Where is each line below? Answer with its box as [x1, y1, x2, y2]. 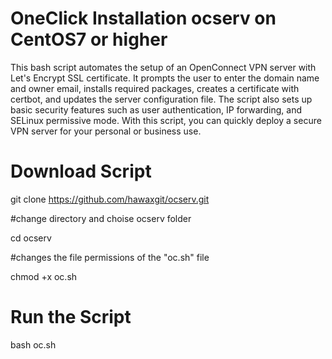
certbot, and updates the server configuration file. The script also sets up [10, 93, 313, 105]
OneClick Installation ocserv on [10, 7, 277, 30]
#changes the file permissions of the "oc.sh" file [10, 251, 210, 263]
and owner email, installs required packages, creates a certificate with [10, 82, 300, 94]
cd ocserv [10, 232, 52, 244]
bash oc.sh [10, 338, 57, 351]
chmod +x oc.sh [10, 270, 78, 282]
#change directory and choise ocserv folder [10, 212, 192, 224]
